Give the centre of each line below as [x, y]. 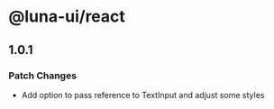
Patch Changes [43, 76]
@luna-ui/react [67, 17]
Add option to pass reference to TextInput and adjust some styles [143, 95]
